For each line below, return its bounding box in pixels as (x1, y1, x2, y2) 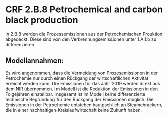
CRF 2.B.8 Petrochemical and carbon (5, 4, 163, 15)
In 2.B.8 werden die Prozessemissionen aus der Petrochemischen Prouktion (5, 31, 163, 37)
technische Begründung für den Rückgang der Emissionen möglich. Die (5, 96, 154, 102)
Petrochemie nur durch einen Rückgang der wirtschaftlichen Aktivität (5, 75, 149, 81)
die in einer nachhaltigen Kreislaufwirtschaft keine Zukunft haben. (5, 107, 142, 113)
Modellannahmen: (5, 56, 64, 65)
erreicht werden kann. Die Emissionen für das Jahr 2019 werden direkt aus (5, 80, 160, 86)
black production (5, 14, 78, 26)
